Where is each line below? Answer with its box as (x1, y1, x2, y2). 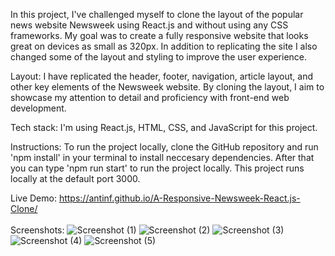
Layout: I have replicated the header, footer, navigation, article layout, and (10, 70, 314, 82)
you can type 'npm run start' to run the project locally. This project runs (10, 162, 305, 174)
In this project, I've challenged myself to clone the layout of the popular (10, 9, 304, 20)
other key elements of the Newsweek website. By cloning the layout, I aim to (10, 81, 325, 93)
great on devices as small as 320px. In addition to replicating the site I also (10, 40, 318, 52)
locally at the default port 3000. (10, 173, 141, 184)
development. (10, 102, 67, 114)
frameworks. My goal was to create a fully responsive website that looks (10, 30, 309, 41)
